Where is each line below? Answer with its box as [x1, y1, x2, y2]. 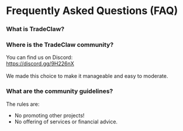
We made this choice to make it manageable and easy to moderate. [6, 73, 168, 80]
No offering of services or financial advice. [14, 118, 118, 125]
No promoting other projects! [14, 112, 85, 119]
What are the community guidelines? [6, 87, 113, 95]
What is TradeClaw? [6, 25, 65, 33]
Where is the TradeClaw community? [6, 41, 114, 49]
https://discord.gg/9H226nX [6, 60, 74, 67]
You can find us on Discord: [6, 54, 73, 61]
